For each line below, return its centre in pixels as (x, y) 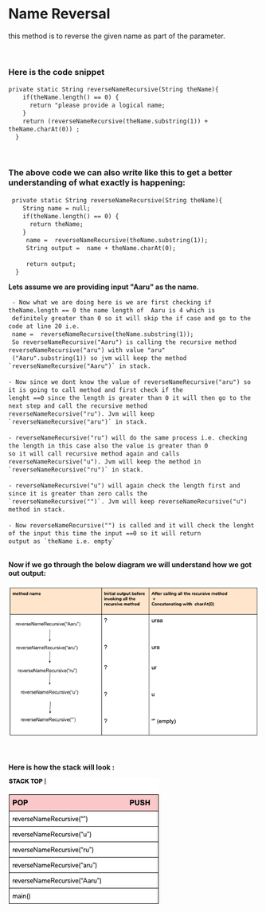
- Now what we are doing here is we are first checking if (112, 302)
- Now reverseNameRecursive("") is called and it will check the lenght (131, 525)
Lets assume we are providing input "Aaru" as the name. (104, 287)
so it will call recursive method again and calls (94, 454)
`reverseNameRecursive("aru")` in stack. (78, 422)
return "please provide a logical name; (97, 106)
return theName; (56, 224)
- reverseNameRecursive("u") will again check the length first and (124, 485)
